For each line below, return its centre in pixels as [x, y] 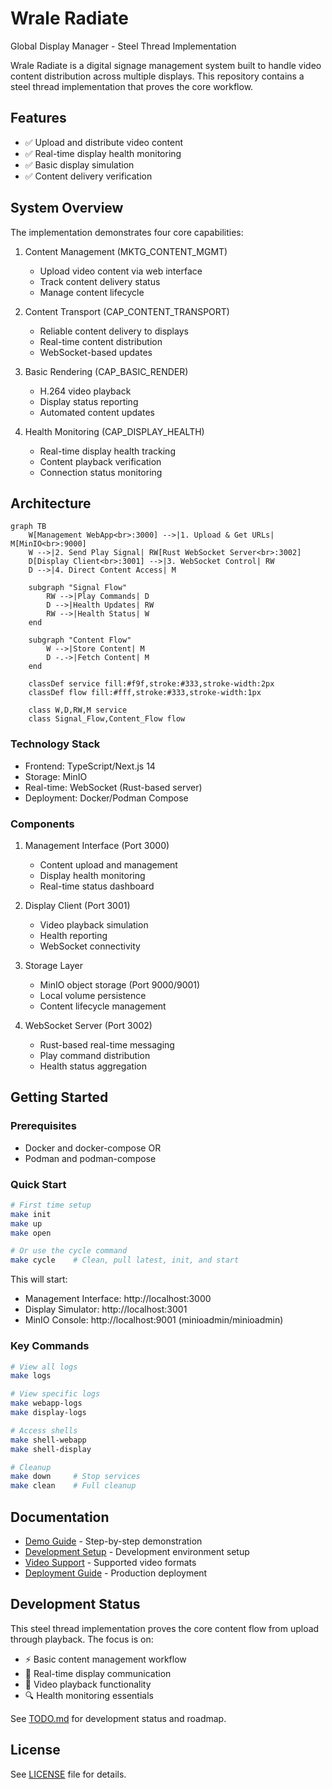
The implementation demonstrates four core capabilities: [127, 232]
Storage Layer [54, 965]
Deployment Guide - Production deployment [116, 1573]
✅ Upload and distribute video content [104, 142]
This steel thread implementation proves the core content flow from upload [165, 1628]
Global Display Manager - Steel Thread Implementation [123, 46]
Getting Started [59, 1097]
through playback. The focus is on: [82, 1639]
